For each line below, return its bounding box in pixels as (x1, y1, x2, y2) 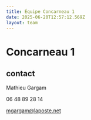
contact (6, 69, 35, 79)
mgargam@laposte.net (6, 107, 62, 114)
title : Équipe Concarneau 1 (6, 8, 75, 15)
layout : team (6, 20, 38, 25)
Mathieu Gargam (6, 84, 47, 92)
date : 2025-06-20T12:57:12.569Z (6, 14, 85, 20)
